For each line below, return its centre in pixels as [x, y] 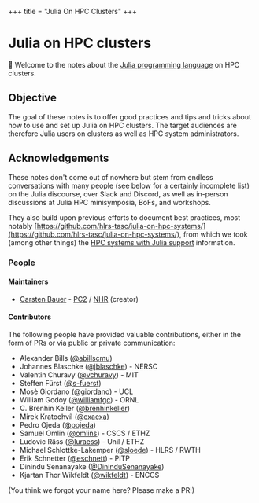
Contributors [30, 317]
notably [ [23, 226]
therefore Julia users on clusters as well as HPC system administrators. [124, 134]
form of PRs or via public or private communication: [92, 343]
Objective [33, 98]
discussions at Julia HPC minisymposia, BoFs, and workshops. [109, 202]
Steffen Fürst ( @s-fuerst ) [60, 383]
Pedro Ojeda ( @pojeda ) [58, 424]
